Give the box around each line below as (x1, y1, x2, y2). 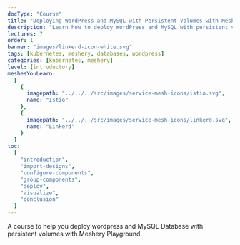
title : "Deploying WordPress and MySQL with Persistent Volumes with (7, 17, 219, 24)
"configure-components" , (20, 169, 94, 177)
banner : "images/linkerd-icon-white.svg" (7, 43, 133, 51)
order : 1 (7, 37, 34, 44)
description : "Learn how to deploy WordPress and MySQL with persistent (7, 24, 229, 31)
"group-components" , (20, 176, 81, 183)
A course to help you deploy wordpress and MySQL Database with (7, 222, 204, 230)
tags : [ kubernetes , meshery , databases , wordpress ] (7, 51, 164, 58)
